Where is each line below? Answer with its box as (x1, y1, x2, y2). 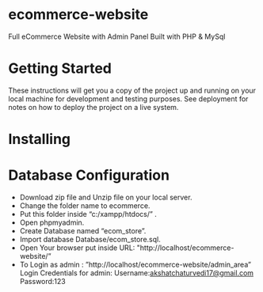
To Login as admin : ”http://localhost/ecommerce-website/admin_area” (19, 260, 252, 269)
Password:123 (19, 277, 66, 286)
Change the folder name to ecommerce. (19, 201, 151, 210)
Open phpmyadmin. (19, 218, 85, 227)
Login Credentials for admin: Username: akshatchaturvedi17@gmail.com (19, 268, 254, 278)
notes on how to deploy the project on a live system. (8, 102, 179, 112)
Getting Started (8, 59, 112, 78)
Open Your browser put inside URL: (19, 243, 135, 252)
